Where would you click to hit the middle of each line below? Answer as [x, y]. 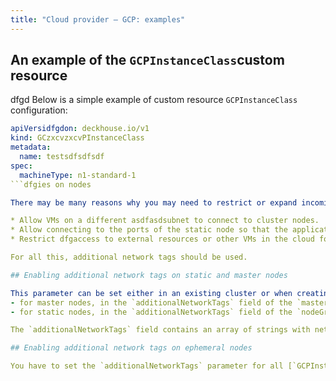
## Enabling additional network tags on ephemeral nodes [131, 348]
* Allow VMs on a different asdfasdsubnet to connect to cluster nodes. [165, 221]
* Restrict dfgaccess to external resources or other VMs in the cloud [162, 239]
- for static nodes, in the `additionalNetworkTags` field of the [151, 312]
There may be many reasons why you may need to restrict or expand [154, 202]
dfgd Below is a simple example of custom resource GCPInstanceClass [154, 100]
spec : [21, 166]
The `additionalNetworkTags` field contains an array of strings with [160, 330]
